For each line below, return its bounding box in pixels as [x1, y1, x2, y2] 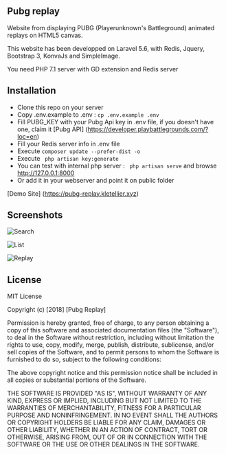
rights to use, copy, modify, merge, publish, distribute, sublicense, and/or [7, 341, 214, 349]
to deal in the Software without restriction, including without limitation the [7, 333, 214, 342]
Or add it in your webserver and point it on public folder [16, 176, 174, 184]
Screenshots [7, 209, 63, 221]
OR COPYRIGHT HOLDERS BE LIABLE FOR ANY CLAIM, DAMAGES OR [7, 418, 206, 427]
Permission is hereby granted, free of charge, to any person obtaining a [7, 319, 210, 327]
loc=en [16, 132, 38, 140]
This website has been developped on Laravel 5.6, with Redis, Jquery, [7, 44, 205, 52]
